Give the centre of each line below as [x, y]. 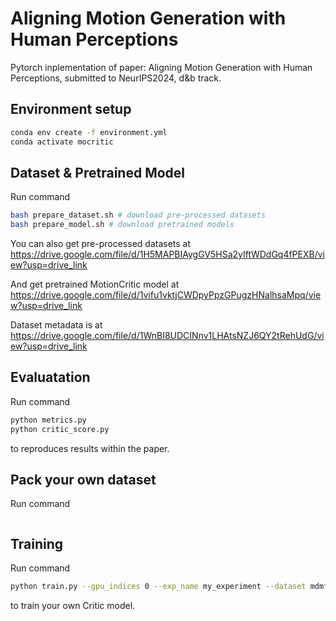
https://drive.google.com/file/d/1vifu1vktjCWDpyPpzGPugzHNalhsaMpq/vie [166, 295]
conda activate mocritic [62, 142]
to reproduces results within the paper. [90, 448]
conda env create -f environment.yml [89, 132]
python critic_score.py [60, 429]
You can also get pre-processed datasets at [101, 244]
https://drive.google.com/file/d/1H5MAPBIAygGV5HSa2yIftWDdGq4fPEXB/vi [167, 254]
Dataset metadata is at [56, 325]
